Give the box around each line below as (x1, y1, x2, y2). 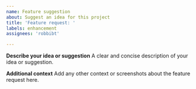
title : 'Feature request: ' (6, 20, 76, 26)
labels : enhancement (6, 25, 58, 31)
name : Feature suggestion (6, 8, 70, 15)
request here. (6, 77, 39, 84)
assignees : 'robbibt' (6, 31, 60, 37)
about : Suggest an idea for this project (6, 14, 110, 20)
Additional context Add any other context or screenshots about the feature (6, 70, 191, 77)
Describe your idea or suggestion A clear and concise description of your (6, 52, 188, 59)
